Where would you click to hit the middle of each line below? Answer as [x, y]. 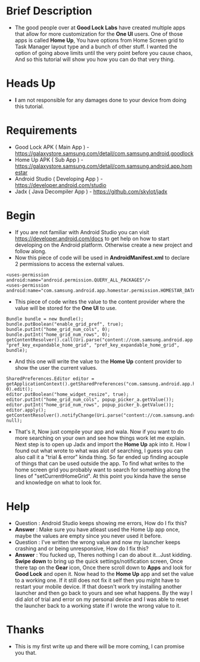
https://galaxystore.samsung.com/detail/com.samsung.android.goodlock [104, 153]
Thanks [25, 629]
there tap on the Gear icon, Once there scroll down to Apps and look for [103, 567]
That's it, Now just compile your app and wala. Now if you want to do [99, 431]
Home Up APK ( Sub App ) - [49, 160]
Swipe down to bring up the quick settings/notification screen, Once [99, 561]
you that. [26, 652]
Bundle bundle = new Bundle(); [45, 319]
